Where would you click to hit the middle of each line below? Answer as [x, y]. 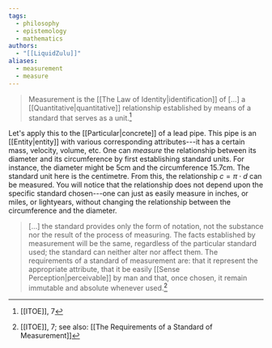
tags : [17, 16]
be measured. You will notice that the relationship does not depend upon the [136, 185]
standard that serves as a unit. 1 [80, 117]
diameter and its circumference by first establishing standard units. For [126, 159]
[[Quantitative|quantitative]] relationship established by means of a [140, 108]
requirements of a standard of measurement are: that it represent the [143, 261]
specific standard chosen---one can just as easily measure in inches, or [128, 193]
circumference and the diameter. [63, 210]
